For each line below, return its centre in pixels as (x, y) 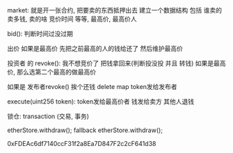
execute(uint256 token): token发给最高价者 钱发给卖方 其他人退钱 (101, 102)
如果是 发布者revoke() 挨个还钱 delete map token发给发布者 (92, 87)
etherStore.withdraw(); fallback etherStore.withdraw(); (85, 130)
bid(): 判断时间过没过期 (40, 34)
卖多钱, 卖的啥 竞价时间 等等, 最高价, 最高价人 (72, 19)
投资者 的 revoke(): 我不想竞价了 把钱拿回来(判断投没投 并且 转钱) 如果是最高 (116, 63)
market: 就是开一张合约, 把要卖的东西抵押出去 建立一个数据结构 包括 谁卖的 (115, 10)
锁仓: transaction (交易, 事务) (48, 116)
